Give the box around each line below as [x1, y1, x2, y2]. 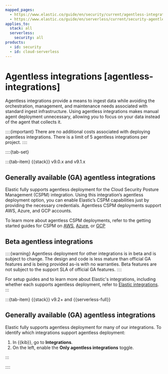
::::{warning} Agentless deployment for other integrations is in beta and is [5, 250, 156, 256]
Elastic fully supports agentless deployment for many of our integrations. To [5, 324, 161, 330]
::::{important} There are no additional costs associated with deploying [5, 128, 150, 135]
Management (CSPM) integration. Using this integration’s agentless [5, 192, 143, 198]
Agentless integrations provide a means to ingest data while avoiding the [5, 98, 155, 104]
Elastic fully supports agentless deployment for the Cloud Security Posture [5, 186, 159, 192]
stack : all [9, 26, 32, 31]
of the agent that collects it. [5, 119, 62, 125]
